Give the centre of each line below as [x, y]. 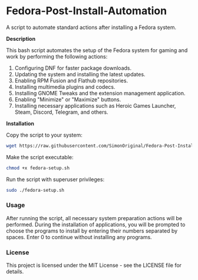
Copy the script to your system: [44, 135]
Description [21, 38]
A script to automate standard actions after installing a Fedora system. [91, 27]
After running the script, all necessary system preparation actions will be [94, 218]
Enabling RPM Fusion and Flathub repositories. [71, 81]
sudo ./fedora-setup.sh [35, 190]
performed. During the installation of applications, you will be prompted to [96, 224]
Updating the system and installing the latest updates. [80, 74]
